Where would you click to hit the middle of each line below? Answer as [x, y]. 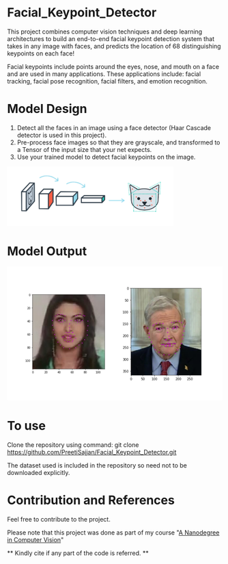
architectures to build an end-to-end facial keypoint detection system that [111, 38]
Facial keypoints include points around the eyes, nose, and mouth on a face [113, 66]
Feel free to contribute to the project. [59, 519]
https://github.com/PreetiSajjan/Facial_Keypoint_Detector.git [92, 452]
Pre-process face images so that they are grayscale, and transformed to [118, 142]
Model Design [47, 109]
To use [27, 426]
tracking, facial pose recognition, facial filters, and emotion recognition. [108, 81]
